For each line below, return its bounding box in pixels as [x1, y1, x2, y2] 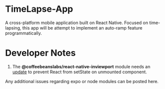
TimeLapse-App [5, 3, 73, 15]
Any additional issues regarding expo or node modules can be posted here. [5, 78, 159, 84]
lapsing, [5, 25, 21, 30]
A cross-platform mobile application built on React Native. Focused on [5, 20, 149, 26]
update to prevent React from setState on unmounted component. [12, 69, 147, 75]
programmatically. [5, 30, 42, 36]
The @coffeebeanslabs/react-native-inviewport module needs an [12, 63, 151, 69]
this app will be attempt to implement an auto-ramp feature [22, 25, 143, 30]
